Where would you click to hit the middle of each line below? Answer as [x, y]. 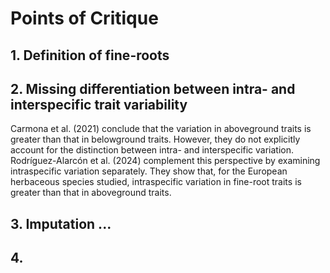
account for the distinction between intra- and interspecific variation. [152, 150]
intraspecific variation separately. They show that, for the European [149, 171]
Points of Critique [84, 18]
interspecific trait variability [99, 104]
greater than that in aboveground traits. [91, 193]
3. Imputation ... [61, 223]
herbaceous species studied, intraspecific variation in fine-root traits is [156, 182]
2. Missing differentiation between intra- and [153, 88]
